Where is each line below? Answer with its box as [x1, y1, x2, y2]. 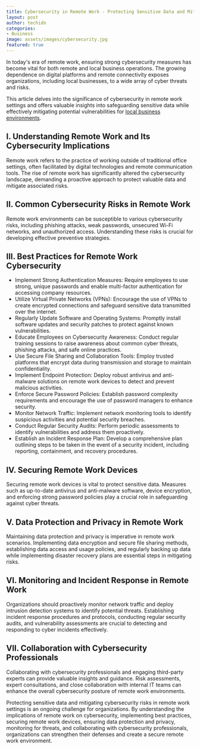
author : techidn [6, 20, 46, 26]
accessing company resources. [14, 289, 92, 296]
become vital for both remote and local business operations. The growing [6, 64, 186, 72]
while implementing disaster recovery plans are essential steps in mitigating [6, 552, 192, 559]
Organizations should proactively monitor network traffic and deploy [6, 601, 174, 608]
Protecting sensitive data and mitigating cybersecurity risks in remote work [6, 699, 190, 706]
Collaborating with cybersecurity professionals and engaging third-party [6, 668, 184, 676]
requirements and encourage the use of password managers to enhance [14, 397, 193, 404]
